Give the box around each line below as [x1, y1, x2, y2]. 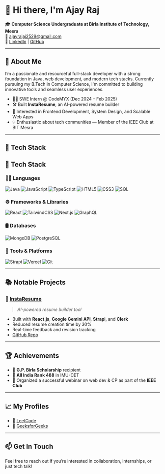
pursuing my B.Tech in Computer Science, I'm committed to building [5, 81, 143, 87]
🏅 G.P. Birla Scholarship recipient [12, 367, 81, 373]
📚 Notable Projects [5, 278, 66, 287]
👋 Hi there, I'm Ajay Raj [5, 4, 100, 16]
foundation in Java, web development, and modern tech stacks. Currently [5, 76, 154, 82]
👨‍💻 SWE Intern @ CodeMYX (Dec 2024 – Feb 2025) [12, 96, 117, 102]
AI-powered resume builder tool [17, 306, 82, 312]
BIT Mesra [12, 124, 33, 130]
